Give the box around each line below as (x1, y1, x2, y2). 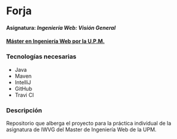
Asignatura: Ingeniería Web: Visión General (6, 24, 116, 31)
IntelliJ (14, 78, 31, 86)
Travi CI (14, 91, 34, 99)
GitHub (14, 85, 33, 92)
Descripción (6, 106, 43, 114)
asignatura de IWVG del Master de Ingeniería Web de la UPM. (6, 126, 157, 133)
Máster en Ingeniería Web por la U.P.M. (6, 37, 105, 45)
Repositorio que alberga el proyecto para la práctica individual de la (6, 119, 172, 127)
